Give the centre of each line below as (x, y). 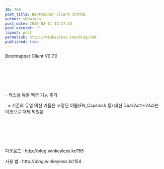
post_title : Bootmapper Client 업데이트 (45, 14)
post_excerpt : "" (23, 28)
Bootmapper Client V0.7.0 (31, 56)
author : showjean (23, 19)
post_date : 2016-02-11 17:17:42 (39, 23)
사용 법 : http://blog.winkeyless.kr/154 (43, 161)
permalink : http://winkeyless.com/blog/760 (51, 38)
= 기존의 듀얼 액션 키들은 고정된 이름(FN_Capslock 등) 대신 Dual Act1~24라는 (83, 105)
